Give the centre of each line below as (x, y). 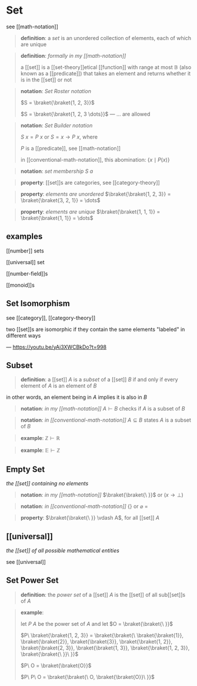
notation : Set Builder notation (56, 125)
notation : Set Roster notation (56, 91)
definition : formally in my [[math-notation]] (73, 55)
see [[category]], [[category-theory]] (51, 318)
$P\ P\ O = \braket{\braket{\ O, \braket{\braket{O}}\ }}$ (87, 677)
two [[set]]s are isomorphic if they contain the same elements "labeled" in (96, 329)
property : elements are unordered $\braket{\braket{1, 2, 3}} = (96, 194)
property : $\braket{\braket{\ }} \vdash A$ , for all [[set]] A (90, 518)
